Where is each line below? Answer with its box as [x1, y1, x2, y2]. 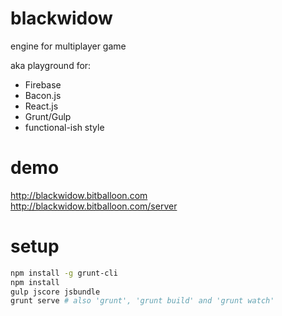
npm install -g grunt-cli [10, 268, 118, 278]
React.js [24, 100, 59, 112]
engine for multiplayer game [10, 40, 127, 52]
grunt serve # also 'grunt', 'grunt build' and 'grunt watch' [10, 296, 275, 306]
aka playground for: [10, 59, 92, 71]
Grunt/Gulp [24, 110, 72, 122]
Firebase [24, 78, 62, 91]
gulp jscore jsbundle [10, 287, 101, 297]
